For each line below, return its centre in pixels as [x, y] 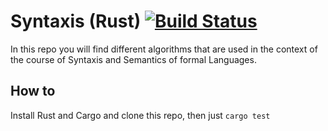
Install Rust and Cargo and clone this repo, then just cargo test [140, 115]
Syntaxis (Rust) [76, 21]
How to [33, 91]
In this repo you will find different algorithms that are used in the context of [164, 49]
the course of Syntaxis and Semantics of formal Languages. [133, 59]
